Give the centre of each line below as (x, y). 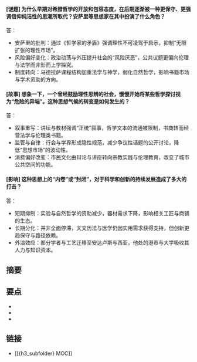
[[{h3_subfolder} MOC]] (43, 353)
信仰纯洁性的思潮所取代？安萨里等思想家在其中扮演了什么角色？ (88, 16)
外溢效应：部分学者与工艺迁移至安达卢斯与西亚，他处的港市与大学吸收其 (102, 242)
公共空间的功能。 (35, 165)
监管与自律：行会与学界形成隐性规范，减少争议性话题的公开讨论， (94, 143)
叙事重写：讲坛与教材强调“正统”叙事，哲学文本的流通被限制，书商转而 (99, 128)
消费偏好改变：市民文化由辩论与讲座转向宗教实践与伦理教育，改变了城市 (102, 157)
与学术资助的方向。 (38, 80)
